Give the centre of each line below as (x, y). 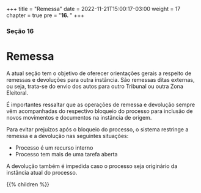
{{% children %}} (28, 184)
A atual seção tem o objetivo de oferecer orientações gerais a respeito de (99, 73)
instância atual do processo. (42, 172)
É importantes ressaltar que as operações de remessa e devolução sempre (101, 104)
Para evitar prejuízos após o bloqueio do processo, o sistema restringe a (97, 129)
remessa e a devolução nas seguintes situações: (68, 136)
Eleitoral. (17, 93)
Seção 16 (20, 31)
